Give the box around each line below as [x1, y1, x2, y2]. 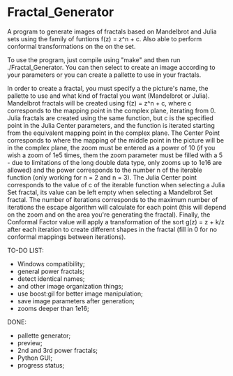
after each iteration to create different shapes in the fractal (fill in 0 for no [7, 225, 218, 233]
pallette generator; [17, 331, 71, 340]
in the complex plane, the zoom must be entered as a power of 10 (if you [7, 143, 216, 152]
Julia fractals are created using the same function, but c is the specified [7, 113, 214, 122]
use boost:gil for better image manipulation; [17, 289, 143, 298]
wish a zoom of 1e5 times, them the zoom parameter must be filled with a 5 [7, 151, 223, 159]
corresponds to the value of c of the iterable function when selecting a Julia [7, 180, 225, 189]
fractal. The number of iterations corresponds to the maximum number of [7, 195, 218, 203]
